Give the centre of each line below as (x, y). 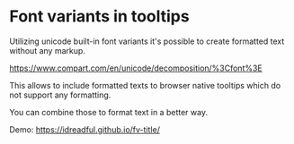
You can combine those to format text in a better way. (109, 112)
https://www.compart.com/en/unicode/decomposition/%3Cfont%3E (136, 68)
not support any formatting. (60, 95)
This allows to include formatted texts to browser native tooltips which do (145, 85)
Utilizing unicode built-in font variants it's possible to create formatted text (147, 41)
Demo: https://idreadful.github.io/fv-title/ (85, 129)
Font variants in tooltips (100, 17)
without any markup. (47, 50)
